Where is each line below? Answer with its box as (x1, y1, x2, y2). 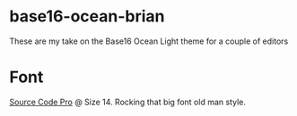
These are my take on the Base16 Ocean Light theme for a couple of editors (9, 36, 289, 46)
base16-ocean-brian (9, 6, 165, 27)
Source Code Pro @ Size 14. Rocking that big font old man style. (9, 96, 247, 107)
